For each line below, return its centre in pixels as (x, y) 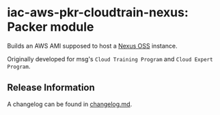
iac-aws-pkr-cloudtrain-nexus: (98, 13)
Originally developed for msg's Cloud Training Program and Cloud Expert (110, 59)
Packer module (51, 27)
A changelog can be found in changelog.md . (70, 104)
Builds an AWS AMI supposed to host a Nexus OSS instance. (92, 46)
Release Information (51, 87)
